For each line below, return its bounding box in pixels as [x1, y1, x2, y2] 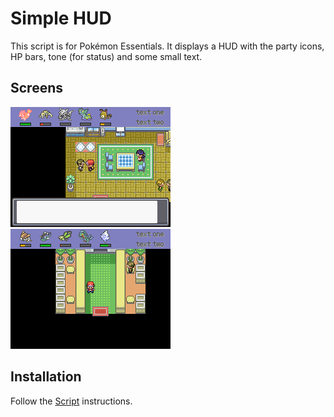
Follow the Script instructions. [10, 395, 133, 407]
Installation [10, 368, 82, 386]
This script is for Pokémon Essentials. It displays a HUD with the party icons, [10, 40, 325, 52]
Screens [10, 80, 63, 97]
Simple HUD [10, 7, 112, 30]
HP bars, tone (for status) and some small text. [10, 50, 203, 62]
